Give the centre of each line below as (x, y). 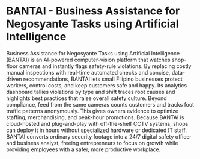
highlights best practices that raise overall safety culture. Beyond (86, 98)
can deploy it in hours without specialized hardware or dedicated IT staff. (97, 130)
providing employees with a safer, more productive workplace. (83, 149)
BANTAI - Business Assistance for (93, 11)
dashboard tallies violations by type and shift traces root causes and (91, 92)
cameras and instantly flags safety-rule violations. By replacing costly (105, 66)
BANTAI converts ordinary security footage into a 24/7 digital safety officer (99, 136)
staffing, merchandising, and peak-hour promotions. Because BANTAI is (95, 117)
